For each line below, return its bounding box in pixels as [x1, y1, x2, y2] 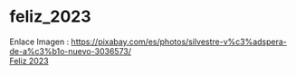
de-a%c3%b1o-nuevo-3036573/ [9, 45, 132, 56]
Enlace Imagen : [9, 36, 70, 47]
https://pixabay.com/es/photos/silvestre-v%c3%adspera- [71, 36, 288, 47]
